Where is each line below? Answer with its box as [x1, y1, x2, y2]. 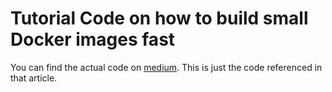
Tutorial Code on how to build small [10, 7, 309, 30]
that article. [10, 72, 58, 84]
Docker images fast [10, 28, 176, 51]
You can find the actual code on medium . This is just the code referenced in [10, 61, 323, 73]
